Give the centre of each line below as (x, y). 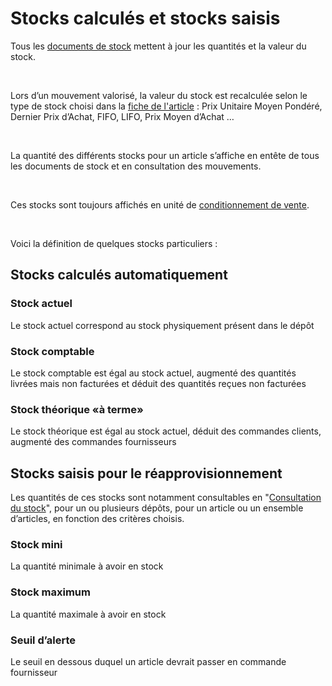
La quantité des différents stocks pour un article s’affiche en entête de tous (165, 155)
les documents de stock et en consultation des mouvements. (136, 166)
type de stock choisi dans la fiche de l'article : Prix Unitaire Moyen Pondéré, (166, 106)
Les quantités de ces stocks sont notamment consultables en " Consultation (166, 498)
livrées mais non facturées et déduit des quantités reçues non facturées (158, 383)
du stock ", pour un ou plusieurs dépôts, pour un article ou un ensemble (157, 508)
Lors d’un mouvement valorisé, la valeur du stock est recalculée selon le (159, 95)
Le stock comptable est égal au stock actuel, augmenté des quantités (153, 373)
